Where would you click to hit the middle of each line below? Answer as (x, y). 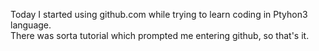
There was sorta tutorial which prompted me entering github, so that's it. (160, 35)
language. (31, 25)
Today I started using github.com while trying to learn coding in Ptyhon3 (159, 14)
